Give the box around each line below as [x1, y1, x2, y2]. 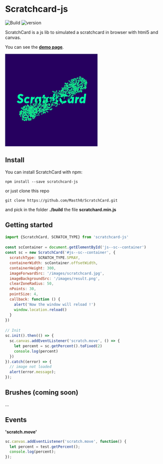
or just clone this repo [5, 188, 50, 194]
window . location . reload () [14, 307, 67, 312]
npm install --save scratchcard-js [5, 179, 78, 184]
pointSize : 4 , [9, 292, 38, 297]
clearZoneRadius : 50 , [9, 281, 54, 286]
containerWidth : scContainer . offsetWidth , [9, 260, 98, 265]
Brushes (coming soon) [5, 388, 79, 397]
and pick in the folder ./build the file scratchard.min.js [5, 206, 117, 212]
